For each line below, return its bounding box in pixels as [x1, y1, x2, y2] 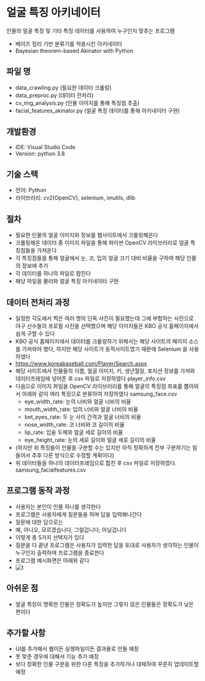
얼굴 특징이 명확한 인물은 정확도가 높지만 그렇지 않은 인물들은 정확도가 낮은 [15, 600, 195, 608]
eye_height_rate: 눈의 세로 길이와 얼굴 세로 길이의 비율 [24, 437, 157, 443]
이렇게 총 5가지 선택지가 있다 [15, 534, 85, 541]
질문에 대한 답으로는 [15, 518, 63, 526]
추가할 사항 [6, 628, 46, 639]
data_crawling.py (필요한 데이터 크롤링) [15, 84, 112, 91]
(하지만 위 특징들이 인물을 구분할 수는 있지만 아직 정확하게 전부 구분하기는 [15, 444, 191, 451]
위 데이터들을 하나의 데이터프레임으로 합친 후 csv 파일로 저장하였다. [15, 459, 177, 467]
